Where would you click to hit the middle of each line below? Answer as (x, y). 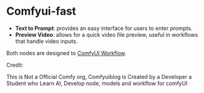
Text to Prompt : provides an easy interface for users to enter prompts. (104, 28)
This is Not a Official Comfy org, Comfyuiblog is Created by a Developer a (99, 76)
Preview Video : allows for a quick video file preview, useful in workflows (107, 34)
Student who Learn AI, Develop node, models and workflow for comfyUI (97, 83)
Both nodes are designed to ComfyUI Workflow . (66, 53)
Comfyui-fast (41, 11)
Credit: (15, 65)
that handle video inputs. (46, 41)
